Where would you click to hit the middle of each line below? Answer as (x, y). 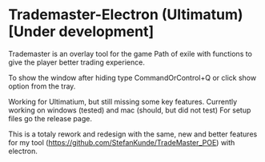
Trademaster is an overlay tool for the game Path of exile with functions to (130, 53)
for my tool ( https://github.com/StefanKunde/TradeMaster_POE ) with (122, 142)
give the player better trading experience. (77, 62)
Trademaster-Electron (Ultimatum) (126, 15)
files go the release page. (50, 118)
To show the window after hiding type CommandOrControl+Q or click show (132, 77)
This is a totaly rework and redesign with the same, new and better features (133, 134)
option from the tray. (42, 86)
